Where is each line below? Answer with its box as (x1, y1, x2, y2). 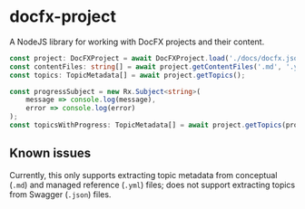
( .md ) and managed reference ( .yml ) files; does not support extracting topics (9, 179, 296, 190)
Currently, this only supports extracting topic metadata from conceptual (9, 169, 278, 180)
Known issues (9, 146, 92, 161)
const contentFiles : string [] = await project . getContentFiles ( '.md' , (9, 62, 282, 71)
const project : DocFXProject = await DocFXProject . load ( (9, 53, 230, 62)
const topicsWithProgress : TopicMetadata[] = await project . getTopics (9, 120, 282, 130)
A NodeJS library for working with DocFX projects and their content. (9, 36, 265, 47)
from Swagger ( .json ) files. (9, 188, 112, 200)
